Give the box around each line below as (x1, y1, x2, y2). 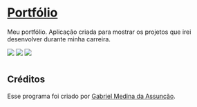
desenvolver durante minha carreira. (7, 35, 111, 43)
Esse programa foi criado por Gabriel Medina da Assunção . (7, 92, 176, 100)
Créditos (7, 74, 46, 86)
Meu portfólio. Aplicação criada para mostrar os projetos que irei (7, 28, 191, 36)
